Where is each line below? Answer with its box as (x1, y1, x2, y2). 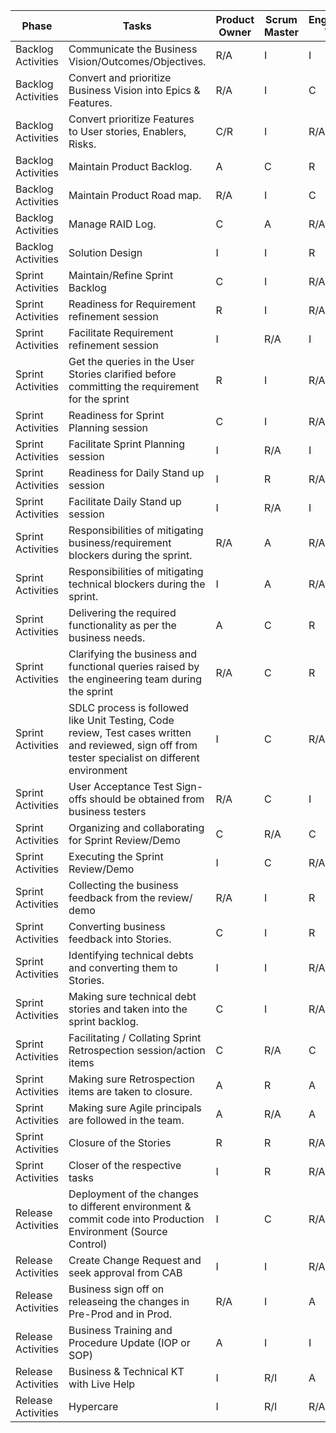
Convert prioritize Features (68, 112, 195, 126)
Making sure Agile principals (68, 1101, 202, 1114)
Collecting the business (68, 879, 179, 892)
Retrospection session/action (68, 1044, 206, 1057)
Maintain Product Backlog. (68, 160, 193, 173)
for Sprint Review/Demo (68, 834, 181, 847)
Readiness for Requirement (68, 297, 197, 311)
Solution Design (68, 246, 143, 259)
